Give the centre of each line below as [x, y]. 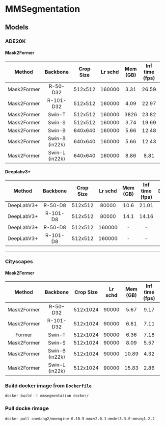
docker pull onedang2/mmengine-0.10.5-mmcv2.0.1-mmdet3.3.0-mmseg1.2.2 [80, 419]
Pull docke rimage [27, 408]
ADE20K [15, 41]
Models [17, 27]
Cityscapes [19, 261]
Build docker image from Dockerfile [48, 385]
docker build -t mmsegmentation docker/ [47, 396]
